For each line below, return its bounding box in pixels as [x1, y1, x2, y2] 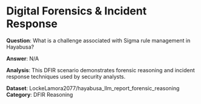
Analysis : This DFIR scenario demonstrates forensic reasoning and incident [6, 66, 195, 73]
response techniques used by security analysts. [6, 73, 126, 80]
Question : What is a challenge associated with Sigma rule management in [6, 37, 191, 44]
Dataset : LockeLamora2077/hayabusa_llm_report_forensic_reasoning [6, 84, 180, 91]
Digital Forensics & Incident [6, 4, 147, 18]
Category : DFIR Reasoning [6, 91, 73, 98]
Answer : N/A [6, 55, 39, 62]
